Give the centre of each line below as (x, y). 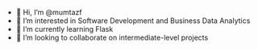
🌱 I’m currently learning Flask (64, 29)
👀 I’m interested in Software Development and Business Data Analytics (133, 21)
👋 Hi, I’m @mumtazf (49, 12)
